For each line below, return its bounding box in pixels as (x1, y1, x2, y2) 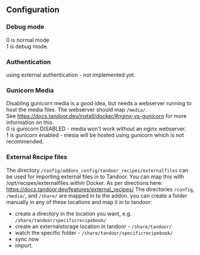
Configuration (6, 5, 60, 15)
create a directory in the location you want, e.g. (14, 210, 132, 217)
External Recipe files (6, 153, 68, 161)
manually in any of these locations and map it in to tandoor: (6, 198, 153, 205)
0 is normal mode (6, 36, 50, 44)
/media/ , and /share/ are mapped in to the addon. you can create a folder (6, 192, 187, 199)
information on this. (6, 119, 54, 126)
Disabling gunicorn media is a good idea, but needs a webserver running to (6, 100, 192, 107)
